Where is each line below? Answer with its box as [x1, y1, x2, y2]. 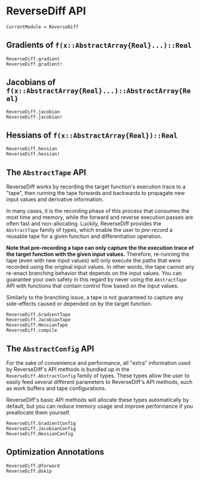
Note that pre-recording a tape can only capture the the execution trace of [6, 244, 194, 252]
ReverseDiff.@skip [6, 468, 52, 474]
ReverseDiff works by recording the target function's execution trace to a [6, 183, 186, 190]
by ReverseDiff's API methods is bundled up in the [6, 366, 130, 373]
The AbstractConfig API [6, 343, 94, 354]
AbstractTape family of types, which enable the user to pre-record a [6, 227, 173, 234]
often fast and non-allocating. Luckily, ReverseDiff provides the [6, 220, 162, 227]
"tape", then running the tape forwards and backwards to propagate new [6, 190, 185, 197]
